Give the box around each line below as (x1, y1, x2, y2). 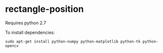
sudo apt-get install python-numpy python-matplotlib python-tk (5, 39, 141, 44)
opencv (5, 43, 19, 48)
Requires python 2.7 (5, 20, 46, 26)
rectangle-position (5, 3, 84, 15)
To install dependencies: (5, 29, 55, 35)
